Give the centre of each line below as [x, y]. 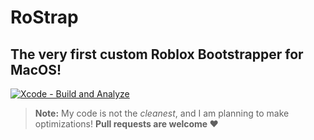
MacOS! [36, 69]
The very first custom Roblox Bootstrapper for [157, 54]
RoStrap [44, 17]
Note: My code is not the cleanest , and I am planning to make [162, 113]
